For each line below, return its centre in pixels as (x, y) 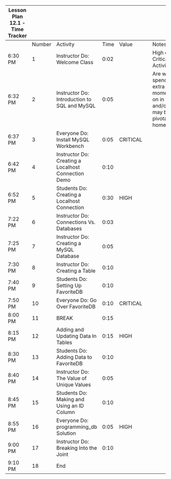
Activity (65, 44)
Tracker (17, 36)
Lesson (18, 10)
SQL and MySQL (76, 106)
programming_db (77, 427)
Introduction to (74, 99)
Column (66, 412)
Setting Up (69, 285)
